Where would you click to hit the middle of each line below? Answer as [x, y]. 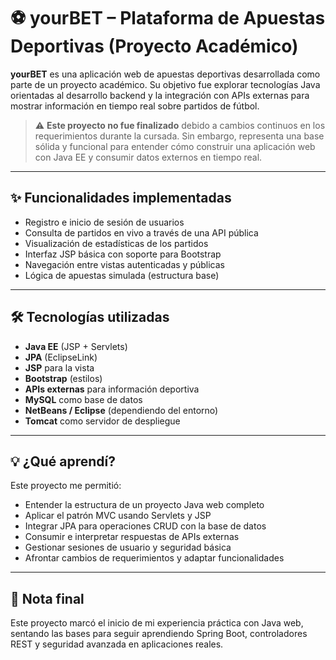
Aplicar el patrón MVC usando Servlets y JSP [118, 516]
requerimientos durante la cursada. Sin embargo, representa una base [179, 136]
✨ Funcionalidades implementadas [121, 198]
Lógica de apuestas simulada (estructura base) [122, 275]
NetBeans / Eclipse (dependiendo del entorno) [121, 410]
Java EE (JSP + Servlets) [76, 346]
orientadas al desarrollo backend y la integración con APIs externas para [160, 95]
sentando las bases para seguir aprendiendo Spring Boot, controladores [159, 634]
